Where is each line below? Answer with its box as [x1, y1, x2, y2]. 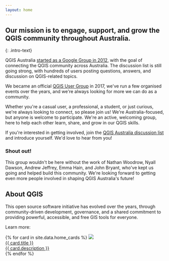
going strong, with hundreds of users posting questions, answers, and [5, 68, 151, 74]
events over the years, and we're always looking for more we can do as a [5, 89, 157, 95]
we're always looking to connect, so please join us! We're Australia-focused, [5, 109, 164, 115]
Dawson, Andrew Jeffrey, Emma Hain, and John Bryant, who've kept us [5, 164, 154, 170]
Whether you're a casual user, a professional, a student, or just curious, [5, 104, 154, 110]
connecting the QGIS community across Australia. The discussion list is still [5, 63, 162, 69]
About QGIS [5, 190, 43, 199]
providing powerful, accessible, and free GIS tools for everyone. [5, 214, 138, 220]
